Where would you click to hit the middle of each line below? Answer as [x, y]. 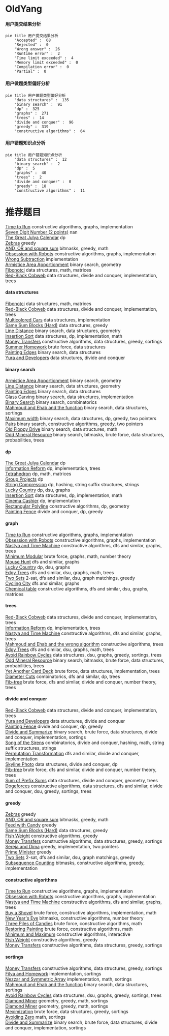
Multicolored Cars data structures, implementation [58, 320]
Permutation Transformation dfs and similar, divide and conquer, [72, 753]
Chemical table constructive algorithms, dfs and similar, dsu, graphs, [77, 588]
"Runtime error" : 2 [37, 54]
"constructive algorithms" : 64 [50, 131]
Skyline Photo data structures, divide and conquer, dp [61, 764]
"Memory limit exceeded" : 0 [46, 63]
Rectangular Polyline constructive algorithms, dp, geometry [67, 506]
